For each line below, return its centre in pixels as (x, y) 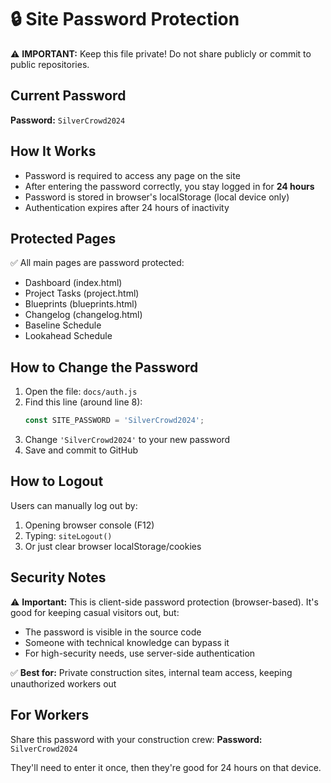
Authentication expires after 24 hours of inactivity (127, 207)
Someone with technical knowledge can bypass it (127, 642)
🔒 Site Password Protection (125, 19)
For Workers (50, 715)
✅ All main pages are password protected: (97, 263)
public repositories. (50, 64)
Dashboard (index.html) (73, 283)
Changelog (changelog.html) (83, 315)
